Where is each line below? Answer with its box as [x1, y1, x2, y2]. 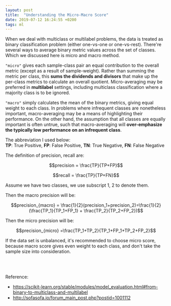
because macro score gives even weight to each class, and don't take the [5, 243, 161, 249]
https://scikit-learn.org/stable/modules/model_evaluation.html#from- [12, 284, 158, 290]
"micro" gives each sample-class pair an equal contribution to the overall [5, 62, 159, 68]
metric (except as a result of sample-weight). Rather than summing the [5, 68, 155, 74]
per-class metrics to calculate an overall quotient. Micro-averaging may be [5, 79, 163, 85]
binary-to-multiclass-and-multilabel [12, 289, 88, 296]
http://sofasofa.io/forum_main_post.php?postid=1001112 [12, 295, 131, 301]
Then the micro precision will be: [5, 218, 74, 224]
